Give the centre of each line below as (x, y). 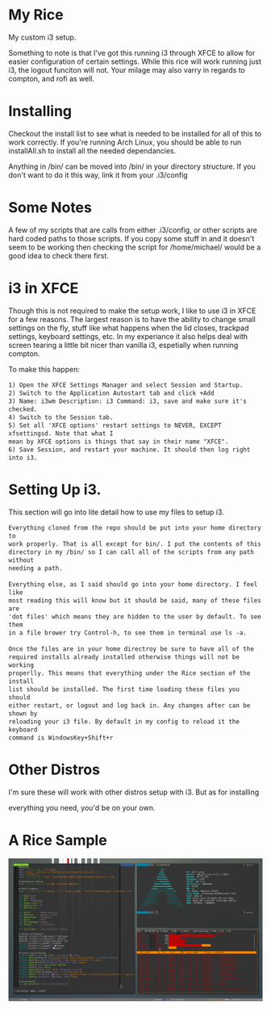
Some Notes (50, 208)
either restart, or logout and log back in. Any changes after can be (129, 705)
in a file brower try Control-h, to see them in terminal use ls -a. (128, 633)
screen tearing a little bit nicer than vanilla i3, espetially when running (123, 345)
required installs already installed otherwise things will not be (124, 657)
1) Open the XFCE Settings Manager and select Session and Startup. (126, 385)
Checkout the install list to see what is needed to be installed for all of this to (135, 133)
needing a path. (35, 568)
